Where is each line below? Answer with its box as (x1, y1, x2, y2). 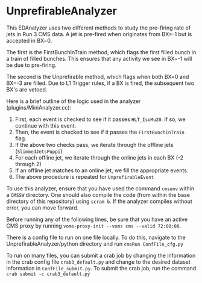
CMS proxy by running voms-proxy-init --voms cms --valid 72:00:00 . (6, 222, 181, 229)
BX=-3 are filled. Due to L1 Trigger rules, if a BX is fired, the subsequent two (6, 79, 195, 87)
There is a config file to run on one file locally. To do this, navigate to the (6, 234, 186, 241)
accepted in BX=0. (6, 37, 52, 44)
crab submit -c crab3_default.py (6, 271, 90, 277)
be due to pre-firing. (6, 61, 57, 69)
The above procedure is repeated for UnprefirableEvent (14, 173, 154, 180)
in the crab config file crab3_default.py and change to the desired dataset (6, 258, 191, 266)
